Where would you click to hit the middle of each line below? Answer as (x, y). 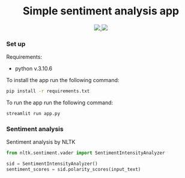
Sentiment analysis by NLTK (41, 142)
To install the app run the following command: (63, 80)
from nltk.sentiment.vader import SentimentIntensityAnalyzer (86, 153)
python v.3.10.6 (34, 69)
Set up (16, 44)
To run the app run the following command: (60, 102)
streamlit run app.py (33, 114)
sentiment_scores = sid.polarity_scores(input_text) (74, 170)
